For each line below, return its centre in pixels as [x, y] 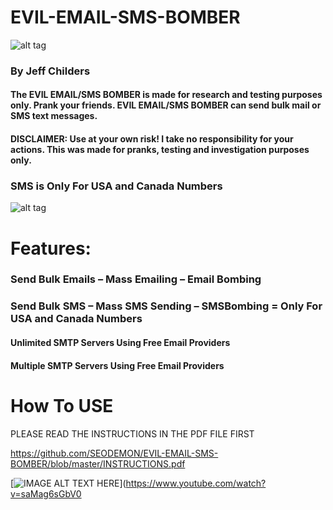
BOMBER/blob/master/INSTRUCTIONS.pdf [98, 463]
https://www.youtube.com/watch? [196, 483]
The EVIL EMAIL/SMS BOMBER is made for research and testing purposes [166, 95]
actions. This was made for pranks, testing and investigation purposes [160, 150]
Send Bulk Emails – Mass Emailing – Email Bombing [136, 279]
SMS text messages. [54, 116]
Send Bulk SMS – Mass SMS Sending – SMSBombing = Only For [166, 306]
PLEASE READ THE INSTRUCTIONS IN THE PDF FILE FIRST [132, 433]
